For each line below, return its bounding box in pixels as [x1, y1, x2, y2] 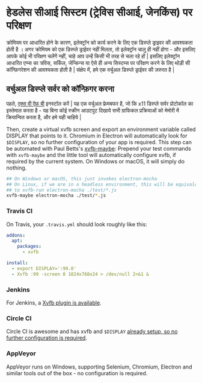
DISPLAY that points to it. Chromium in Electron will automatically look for [6, 132, 188, 139]
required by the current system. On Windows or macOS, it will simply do [6, 157, 185, 165]
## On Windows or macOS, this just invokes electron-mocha [6, 176, 158, 182]
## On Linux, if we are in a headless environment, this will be [6, 181, 173, 188]
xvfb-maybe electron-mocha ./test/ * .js [6, 192, 106, 198]
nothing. [6, 164, 27, 171]
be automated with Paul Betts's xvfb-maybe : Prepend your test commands [6, 145, 191, 152]
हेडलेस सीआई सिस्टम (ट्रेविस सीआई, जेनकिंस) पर [6, 5, 193, 19]
